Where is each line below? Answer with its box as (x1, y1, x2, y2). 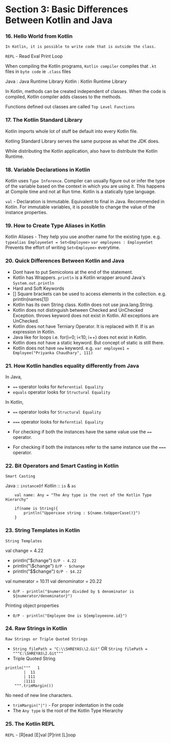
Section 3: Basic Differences (5, 4, 129, 15)
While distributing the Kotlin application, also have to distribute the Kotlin (5, 148, 158, 154)
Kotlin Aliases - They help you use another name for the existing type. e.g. (5, 234, 161, 240)
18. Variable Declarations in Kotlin (5, 166, 90, 173)
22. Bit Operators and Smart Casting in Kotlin (5, 462, 119, 469)
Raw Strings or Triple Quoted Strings (5, 636, 88, 642)
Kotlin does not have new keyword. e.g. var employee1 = (12, 345, 129, 351)
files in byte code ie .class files (5, 68, 71, 75)
